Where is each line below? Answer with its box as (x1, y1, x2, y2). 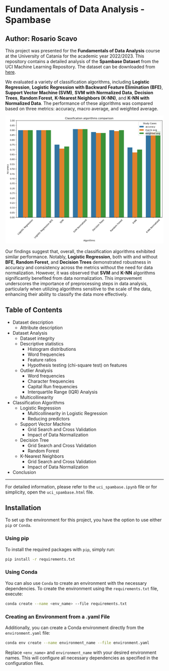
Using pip (5, 535, 29, 542)
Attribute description (20, 324, 63, 331)
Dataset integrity (20, 335, 55, 341)
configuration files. (5, 660, 44, 666)
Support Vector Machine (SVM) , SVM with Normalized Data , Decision (5, 90, 153, 95)
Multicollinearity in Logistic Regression (27, 410, 108, 416)
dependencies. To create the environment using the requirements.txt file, (5, 585, 158, 591)
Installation (5, 503, 41, 512)
